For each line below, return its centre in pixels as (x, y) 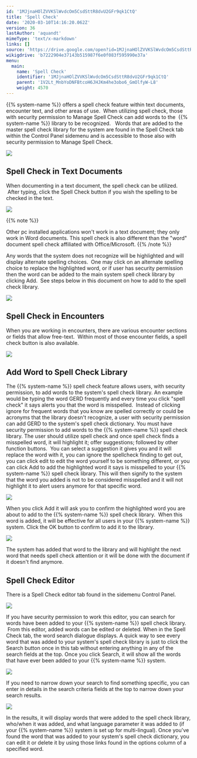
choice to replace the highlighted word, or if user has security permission (95, 268)
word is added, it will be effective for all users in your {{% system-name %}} (98, 521)
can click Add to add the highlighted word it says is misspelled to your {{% (96, 468)
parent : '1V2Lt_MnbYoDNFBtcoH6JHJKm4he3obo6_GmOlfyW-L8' (88, 83)
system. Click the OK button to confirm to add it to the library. (80, 527)
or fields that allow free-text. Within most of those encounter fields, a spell (97, 336)
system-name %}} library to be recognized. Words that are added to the (94, 123)
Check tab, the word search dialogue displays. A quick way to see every (93, 636)
